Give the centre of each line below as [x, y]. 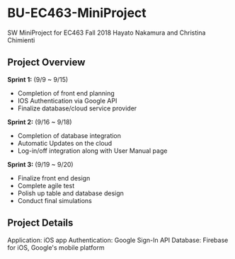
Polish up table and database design [70, 193]
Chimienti [21, 40]
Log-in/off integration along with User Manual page [92, 151]
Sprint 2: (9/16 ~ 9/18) [40, 122]
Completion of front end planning [66, 93]
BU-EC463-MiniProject [77, 13]
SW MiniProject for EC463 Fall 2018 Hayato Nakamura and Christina [107, 33]
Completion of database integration [69, 135]
